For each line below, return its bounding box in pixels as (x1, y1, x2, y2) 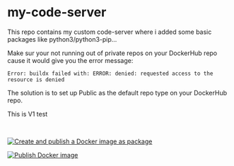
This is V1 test (7, 109, 48, 118)
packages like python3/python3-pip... (7, 35, 117, 43)
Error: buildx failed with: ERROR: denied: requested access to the (7, 70, 213, 77)
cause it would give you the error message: (7, 56, 134, 64)
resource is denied (7, 76, 65, 83)
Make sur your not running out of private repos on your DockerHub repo (7, 49, 218, 57)
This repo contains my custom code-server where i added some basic (7, 28, 212, 36)
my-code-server (7, 4, 107, 20)
